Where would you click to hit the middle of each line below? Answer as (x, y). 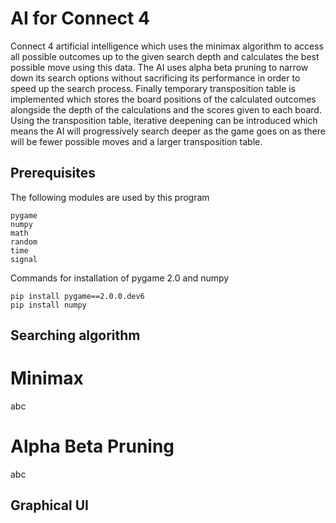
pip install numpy (48, 305)
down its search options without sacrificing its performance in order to (155, 78)
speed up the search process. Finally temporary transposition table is (153, 88)
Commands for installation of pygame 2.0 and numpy (120, 278)
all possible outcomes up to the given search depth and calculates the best (165, 56)
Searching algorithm (75, 335)
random (24, 242)
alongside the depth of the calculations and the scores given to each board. (166, 109)
